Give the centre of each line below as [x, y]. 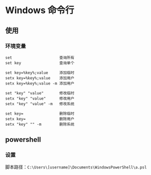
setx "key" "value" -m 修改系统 [40, 104]
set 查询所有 [40, 58]
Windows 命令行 [40, 10]
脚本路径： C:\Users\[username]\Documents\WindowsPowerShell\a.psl [76, 167]
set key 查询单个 [40, 63]
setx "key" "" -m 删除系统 [40, 124]
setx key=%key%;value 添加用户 [40, 78]
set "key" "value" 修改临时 [40, 93]
